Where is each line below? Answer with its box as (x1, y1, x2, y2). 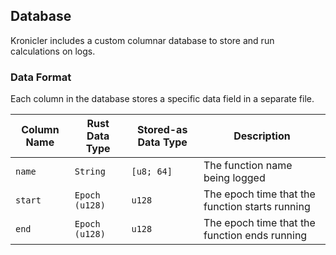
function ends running (203, 229, 308, 243)
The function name (203, 159, 293, 173)
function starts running (203, 200, 311, 214)
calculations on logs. (10, 45, 96, 57)
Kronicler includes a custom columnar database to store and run (10, 34, 275, 46)
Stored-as (137, 123, 188, 137)
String (74, 166, 106, 178)
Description (233, 129, 291, 143)
